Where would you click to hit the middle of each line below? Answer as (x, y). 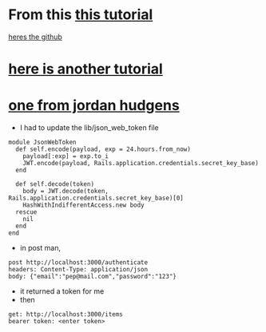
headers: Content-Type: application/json (78, 270)
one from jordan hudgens (94, 106)
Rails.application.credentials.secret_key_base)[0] (96, 198)
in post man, (40, 248)
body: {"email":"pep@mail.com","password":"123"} (93, 277)
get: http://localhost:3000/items (66, 314)
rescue (26, 212)
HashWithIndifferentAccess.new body (84, 205)
